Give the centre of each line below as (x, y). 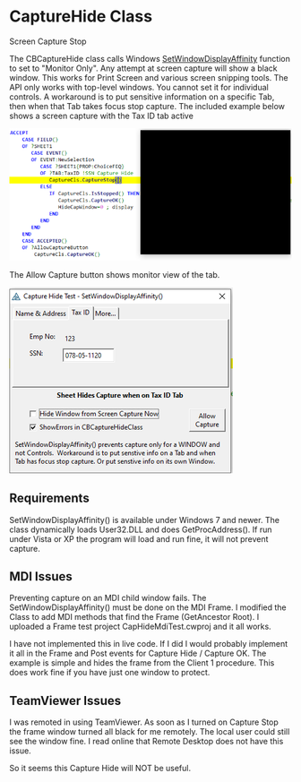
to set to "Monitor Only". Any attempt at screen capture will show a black (143, 68)
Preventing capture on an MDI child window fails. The (108, 598)
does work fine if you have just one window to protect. (110, 673)
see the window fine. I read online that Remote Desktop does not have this (146, 742)
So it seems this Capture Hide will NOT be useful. (100, 769)
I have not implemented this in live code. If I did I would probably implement (149, 644)
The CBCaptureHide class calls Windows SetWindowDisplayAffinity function (150, 58)
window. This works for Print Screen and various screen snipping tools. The (149, 77)
